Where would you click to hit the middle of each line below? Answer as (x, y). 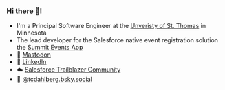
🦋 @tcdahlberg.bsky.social (54, 79)
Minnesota (31, 33)
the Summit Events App (50, 48)
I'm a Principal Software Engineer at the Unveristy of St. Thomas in (111, 26)
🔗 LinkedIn (31, 62)
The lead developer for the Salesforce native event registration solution (117, 40)
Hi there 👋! (24, 11)
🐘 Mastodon (33, 55)
